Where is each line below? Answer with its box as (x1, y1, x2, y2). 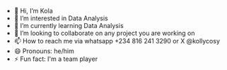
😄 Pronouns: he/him (13, 47, 74, 55)
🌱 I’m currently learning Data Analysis (13, 22, 124, 29)
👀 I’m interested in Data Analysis (13, 14, 108, 22)
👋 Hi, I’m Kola (13, 7, 53, 15)
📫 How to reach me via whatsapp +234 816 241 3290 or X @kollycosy (13, 37, 221, 45)
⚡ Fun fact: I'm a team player (13, 55, 98, 63)
